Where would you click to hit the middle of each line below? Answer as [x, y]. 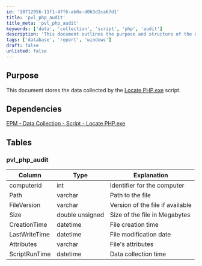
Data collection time [138, 254]
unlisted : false [26, 51]
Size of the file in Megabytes [150, 215]
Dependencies [34, 109]
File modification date [140, 235]
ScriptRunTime [30, 254]
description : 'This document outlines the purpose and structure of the [99, 34]
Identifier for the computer [147, 186]
